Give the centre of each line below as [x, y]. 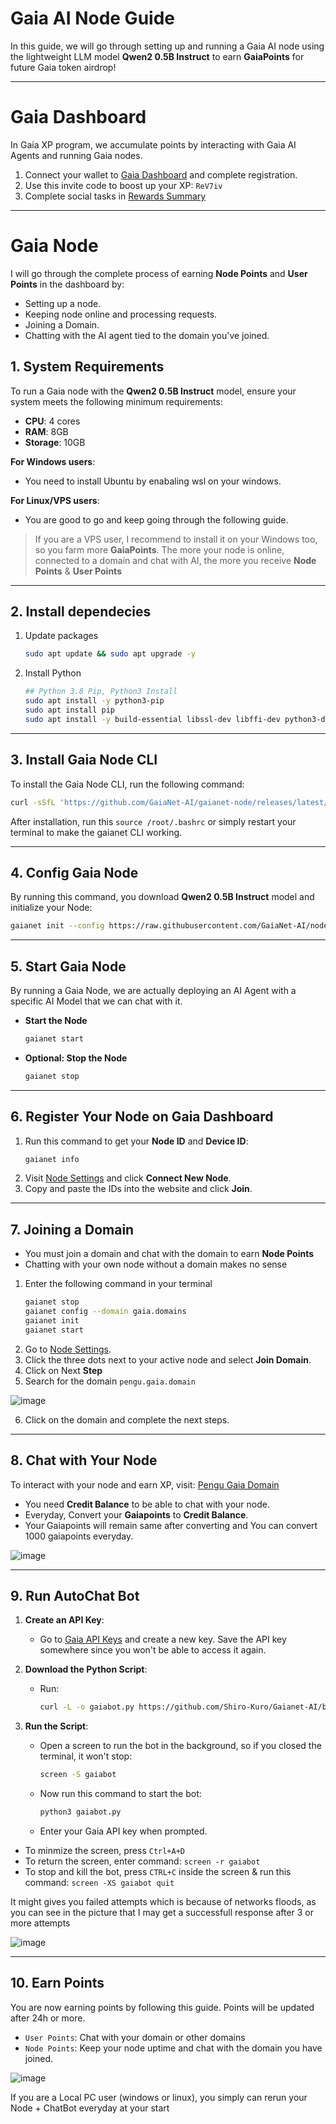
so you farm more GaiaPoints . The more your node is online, [159, 549]
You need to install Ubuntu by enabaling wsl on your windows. [153, 481]
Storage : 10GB [55, 442]
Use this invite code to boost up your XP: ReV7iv [123, 185]
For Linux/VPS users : [55, 500]
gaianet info [52, 1159]
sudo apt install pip [69, 710]
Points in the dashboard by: [67, 284]
